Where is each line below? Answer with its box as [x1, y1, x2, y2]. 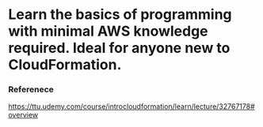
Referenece [8, 84, 54, 95]
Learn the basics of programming [8, 6, 232, 24]
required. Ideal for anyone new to [8, 39, 231, 57]
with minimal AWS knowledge [8, 22, 208, 40]
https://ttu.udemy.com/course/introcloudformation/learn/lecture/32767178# [8, 102, 255, 111]
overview [8, 110, 38, 120]
